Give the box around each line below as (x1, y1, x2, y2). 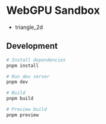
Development (6, 41, 58, 51)
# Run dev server (6, 73, 50, 79)
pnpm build (6, 96, 34, 102)
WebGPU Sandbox (6, 4, 101, 17)
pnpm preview (6, 112, 39, 118)
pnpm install (6, 63, 39, 69)
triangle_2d (14, 23, 43, 31)
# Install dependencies (6, 57, 66, 63)
